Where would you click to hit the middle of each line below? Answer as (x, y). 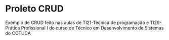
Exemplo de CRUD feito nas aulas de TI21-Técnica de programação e (77, 22)
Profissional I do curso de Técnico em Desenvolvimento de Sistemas (92, 27)
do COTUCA (18, 33)
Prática (13, 27)
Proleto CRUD (34, 9)
